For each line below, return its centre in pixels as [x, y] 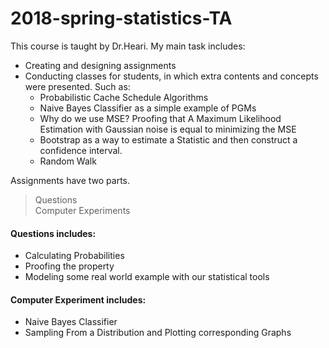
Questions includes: [53, 233]
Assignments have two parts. [70, 180]
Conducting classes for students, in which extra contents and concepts [171, 76]
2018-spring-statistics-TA [121, 18]
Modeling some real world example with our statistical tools [147, 277]
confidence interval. [81, 150]
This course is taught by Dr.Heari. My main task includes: [128, 46]
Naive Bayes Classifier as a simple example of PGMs [148, 108]
